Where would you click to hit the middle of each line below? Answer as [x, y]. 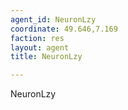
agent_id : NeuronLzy [53, 19]
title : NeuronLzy [46, 57]
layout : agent [40, 47]
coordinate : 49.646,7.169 [64, 29]
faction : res [37, 38]
